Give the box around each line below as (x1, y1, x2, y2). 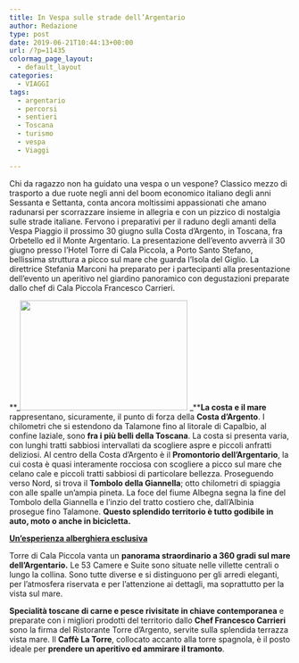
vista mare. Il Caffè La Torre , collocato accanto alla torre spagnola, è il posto (9, 634, 291, 644)
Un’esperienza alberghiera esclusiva (9, 533, 148, 543)
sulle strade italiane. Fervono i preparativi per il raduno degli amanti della (9, 216, 277, 227)
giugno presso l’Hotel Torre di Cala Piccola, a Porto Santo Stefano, (9, 244, 253, 255)
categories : (9, 71, 54, 80)
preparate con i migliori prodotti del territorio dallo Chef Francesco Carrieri (9, 615, 286, 626)
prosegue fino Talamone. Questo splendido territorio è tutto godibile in (9, 506, 274, 517)
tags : (9, 87, 29, 96)
